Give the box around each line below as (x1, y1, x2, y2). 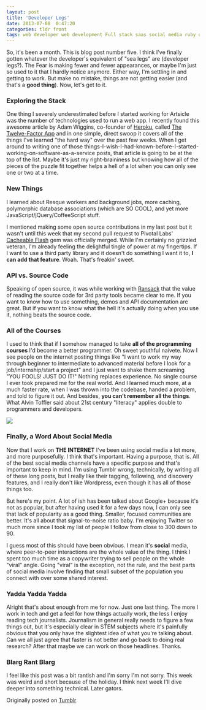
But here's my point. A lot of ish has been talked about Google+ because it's (6, 497, 199, 505)
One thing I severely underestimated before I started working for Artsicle (6, 110, 189, 118)
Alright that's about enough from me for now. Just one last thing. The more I (6, 603, 199, 611)
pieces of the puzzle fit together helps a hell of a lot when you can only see (6, 162, 197, 170)
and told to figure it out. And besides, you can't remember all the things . (6, 392, 191, 400)
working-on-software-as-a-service (6, 150, 96, 157)
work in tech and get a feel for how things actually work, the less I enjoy (6, 609, 188, 617)
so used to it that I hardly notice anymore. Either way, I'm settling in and (6, 68, 187, 75)
